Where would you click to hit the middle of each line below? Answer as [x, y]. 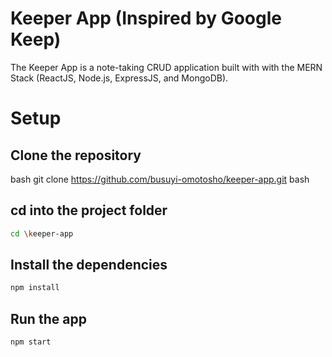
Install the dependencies [89, 265]
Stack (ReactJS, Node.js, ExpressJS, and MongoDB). [119, 78]
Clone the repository [76, 155]
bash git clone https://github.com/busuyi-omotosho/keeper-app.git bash [160, 179]
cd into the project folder [89, 210]
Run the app [48, 318]
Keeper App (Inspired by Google [146, 18]
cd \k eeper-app [42, 233]
